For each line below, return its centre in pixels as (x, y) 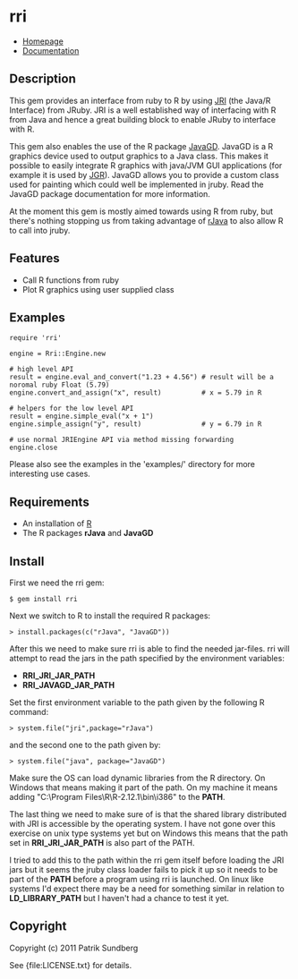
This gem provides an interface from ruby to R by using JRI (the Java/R (140, 100)
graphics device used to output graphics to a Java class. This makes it (139, 156)
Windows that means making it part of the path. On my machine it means (144, 787)
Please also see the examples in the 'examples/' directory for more (132, 464)
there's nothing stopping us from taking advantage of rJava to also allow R (146, 220)
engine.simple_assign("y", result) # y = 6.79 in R (136, 424)
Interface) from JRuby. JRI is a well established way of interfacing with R (143, 110)
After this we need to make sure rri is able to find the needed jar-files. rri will (149, 649)
